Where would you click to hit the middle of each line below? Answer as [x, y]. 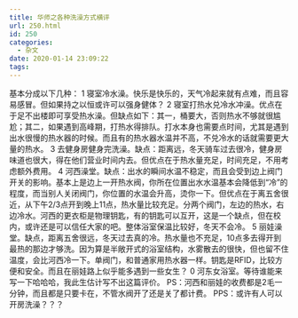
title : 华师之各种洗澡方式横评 [59, 17]
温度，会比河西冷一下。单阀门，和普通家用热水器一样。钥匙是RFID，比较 [142, 259]
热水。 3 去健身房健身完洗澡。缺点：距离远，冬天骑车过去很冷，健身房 [153, 148]
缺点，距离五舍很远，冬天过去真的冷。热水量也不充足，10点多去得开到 [153, 237]
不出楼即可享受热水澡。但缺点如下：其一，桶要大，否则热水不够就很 [149, 115]
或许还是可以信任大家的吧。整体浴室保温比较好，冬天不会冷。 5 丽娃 [149, 227]
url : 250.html [35, 26]
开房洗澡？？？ [36, 304]
